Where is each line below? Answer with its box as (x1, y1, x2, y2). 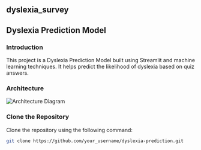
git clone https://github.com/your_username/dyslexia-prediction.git (6, 137, 184, 144)
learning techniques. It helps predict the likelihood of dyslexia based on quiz (6, 63, 195, 71)
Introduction (6, 43, 43, 51)
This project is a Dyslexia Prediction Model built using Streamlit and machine (6, 57, 196, 64)
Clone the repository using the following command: (6, 126, 133, 133)
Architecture (6, 84, 44, 92)
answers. (6, 69, 29, 76)
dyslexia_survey (6, 5, 69, 15)
